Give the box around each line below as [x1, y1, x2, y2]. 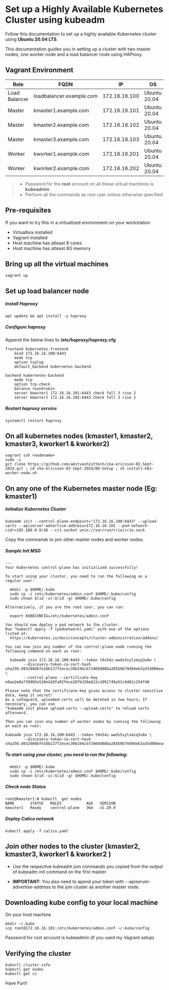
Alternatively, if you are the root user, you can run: [5, 605, 125, 610]
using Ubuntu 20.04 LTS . [5, 36, 58, 42]
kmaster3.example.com [33, 136, 90, 143]
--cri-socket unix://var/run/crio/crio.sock [50, 527, 145, 533]
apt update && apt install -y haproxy [5, 313, 87, 318]
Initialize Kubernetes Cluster [5, 506, 66, 512]
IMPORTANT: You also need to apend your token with [12, 878, 124, 884]
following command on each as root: [5, 648, 82, 653]
